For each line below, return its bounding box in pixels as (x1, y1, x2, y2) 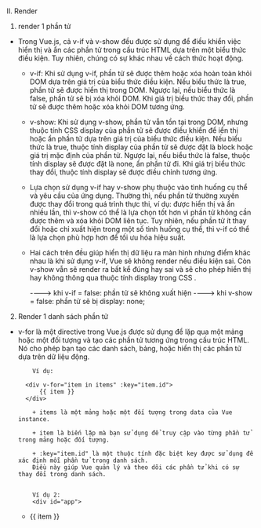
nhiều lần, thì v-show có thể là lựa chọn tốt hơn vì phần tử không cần (29, 207, 252, 217)
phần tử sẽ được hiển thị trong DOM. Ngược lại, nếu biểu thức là (29, 85, 236, 94)
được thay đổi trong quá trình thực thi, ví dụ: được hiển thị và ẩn (29, 199, 235, 208)
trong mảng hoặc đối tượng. (17, 435, 110, 444)
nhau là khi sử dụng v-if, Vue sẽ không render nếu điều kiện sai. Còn (29, 256, 252, 266)
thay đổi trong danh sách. (17, 470, 107, 478)
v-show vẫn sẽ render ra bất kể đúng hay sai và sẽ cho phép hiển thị (29, 264, 252, 273)
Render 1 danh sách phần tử (17, 311, 109, 321)
